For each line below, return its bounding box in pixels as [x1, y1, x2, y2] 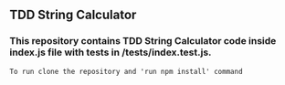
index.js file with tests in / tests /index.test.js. [9, 46, 212, 58]
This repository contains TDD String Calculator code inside [9, 35, 277, 48]
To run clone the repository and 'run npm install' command [9, 67, 244, 76]
